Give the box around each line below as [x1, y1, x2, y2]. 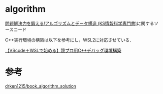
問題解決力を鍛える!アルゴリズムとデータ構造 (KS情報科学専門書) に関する [5, 20, 154, 26]
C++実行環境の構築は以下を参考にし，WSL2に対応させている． [5, 37, 134, 43]
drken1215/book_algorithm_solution [5, 83, 76, 89]
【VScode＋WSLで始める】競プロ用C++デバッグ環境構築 [5, 47, 122, 53]
